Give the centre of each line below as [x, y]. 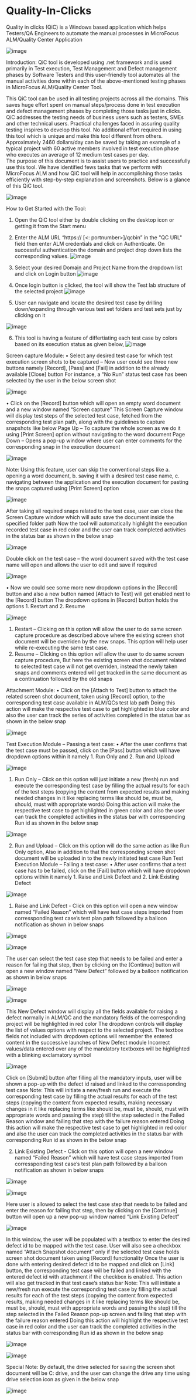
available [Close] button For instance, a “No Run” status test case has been [97, 374]
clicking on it [30, 315]
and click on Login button [45, 273]
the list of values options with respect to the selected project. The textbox [95, 1030]
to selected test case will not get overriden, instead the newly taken [96, 666]
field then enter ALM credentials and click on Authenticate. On [90, 243]
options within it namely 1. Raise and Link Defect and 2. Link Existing [97, 877]
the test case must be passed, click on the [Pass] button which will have [93, 750]
